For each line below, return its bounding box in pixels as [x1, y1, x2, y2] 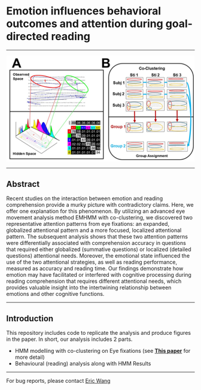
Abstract [6, 179, 40, 189]
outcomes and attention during [6, 17, 163, 31]
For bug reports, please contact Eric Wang [6, 377, 111, 385]
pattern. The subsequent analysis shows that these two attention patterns [6, 233, 188, 240]
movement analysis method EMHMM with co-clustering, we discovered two [6, 214, 193, 221]
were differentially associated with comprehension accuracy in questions [6, 240, 187, 247]
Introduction [6, 313, 54, 324]
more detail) [14, 353, 45, 361]
